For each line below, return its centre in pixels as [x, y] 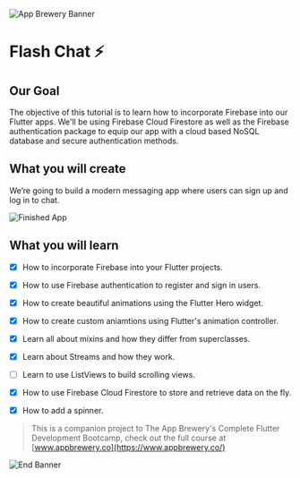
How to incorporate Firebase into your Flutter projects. [123, 267]
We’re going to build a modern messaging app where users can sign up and [149, 190]
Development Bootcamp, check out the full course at [129, 438]
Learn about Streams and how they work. [99, 356]
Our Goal [34, 91]
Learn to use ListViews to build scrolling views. [108, 375]
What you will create [68, 169]
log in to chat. [34, 200]
